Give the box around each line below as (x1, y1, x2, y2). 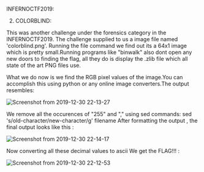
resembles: (6, 87, 35, 94)
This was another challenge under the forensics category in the (6, 29, 167, 36)
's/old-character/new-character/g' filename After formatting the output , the (6, 117, 198, 124)
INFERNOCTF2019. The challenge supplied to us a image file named (6, 36, 178, 42)
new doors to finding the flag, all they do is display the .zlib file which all (6, 55, 188, 62)
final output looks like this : (6, 123, 74, 131)
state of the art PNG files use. (6, 61, 81, 69)
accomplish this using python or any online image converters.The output (6, 80, 189, 87)
